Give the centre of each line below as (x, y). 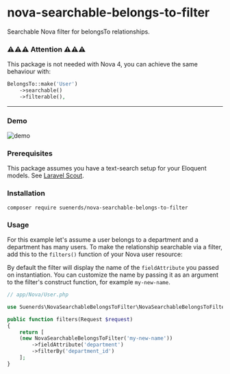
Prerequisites (30, 153)
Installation (26, 193)
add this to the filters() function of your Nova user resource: (95, 254)
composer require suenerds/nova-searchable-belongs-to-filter (98, 208)
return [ (32, 332)
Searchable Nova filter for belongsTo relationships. (79, 32)
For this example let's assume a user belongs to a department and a (103, 240)
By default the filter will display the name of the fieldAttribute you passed (113, 268)
